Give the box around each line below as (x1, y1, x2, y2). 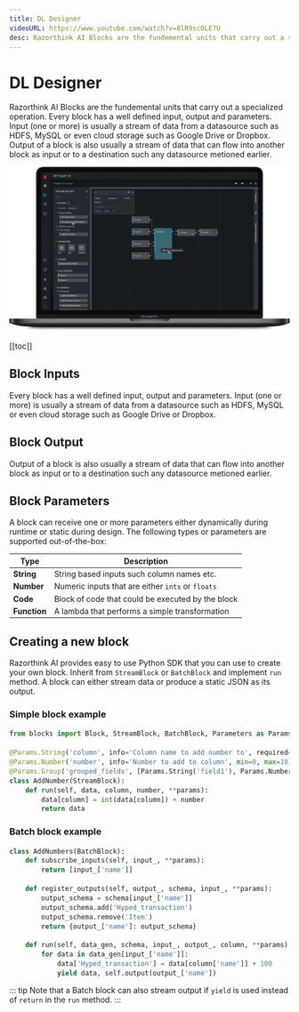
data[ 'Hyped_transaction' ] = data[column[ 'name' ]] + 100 (56, 960, 273, 968)
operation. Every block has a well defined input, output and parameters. (9, 111, 272, 122)
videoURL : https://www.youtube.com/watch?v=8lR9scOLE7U (9, 23, 221, 33)
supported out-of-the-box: (9, 536, 107, 547)
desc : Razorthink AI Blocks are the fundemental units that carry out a (9, 33, 285, 42)
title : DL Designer (9, 14, 82, 23)
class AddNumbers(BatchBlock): (9, 847, 125, 855)
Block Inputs (9, 366, 80, 382)
